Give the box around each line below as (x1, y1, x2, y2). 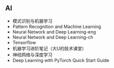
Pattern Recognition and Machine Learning (12, 23, 101, 29)
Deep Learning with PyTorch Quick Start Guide (12, 57, 109, 63)
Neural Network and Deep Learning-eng (12, 28, 96, 34)
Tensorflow (12, 39, 36, 45)
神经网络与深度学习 (12, 51, 53, 57)
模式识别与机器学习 (12, 17, 53, 24)
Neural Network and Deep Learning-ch (12, 34, 93, 40)
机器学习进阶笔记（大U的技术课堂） (12, 45, 87, 51)
